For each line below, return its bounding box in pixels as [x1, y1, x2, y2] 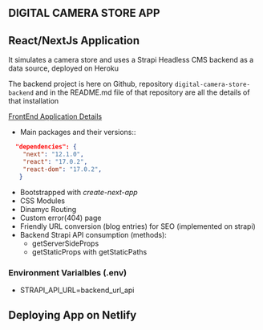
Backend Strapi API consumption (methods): [19, 230, 167, 239]
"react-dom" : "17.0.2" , [22, 165, 103, 173]
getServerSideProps [31, 238, 99, 248]
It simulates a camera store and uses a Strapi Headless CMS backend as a [8, 55, 254, 65]
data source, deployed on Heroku [8, 63, 119, 73]
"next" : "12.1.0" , [22, 150, 84, 159]
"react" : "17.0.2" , [22, 157, 88, 165]
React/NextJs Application [8, 34, 140, 47]
